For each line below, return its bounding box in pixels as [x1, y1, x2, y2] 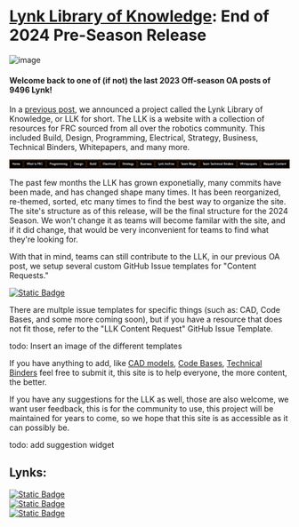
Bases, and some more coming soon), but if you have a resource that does [9, 314, 283, 324]
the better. [9, 376, 47, 387]
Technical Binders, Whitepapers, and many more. [9, 142, 190, 153]
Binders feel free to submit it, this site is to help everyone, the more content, [9, 367, 287, 378]
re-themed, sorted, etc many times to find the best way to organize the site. [9, 196, 287, 206]
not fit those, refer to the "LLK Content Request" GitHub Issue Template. [9, 323, 273, 334]
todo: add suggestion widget [9, 439, 115, 450]
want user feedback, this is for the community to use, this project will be [9, 403, 274, 414]
